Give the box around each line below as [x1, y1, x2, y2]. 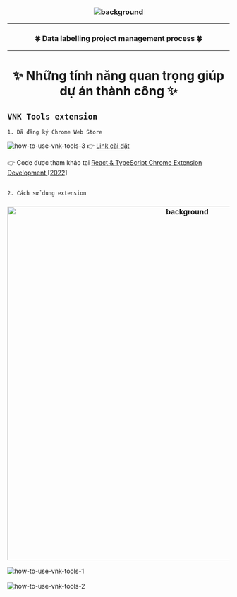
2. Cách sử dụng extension [7, 190, 87, 197]
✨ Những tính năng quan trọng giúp [13, 67, 224, 83]
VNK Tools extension [7, 112, 98, 122]
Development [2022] [7, 168, 68, 177]
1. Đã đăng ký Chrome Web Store [7, 128, 102, 136]
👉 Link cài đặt [87, 141, 130, 150]
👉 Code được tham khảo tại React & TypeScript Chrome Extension [7, 158, 202, 166]
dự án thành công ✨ [59, 83, 178, 99]
